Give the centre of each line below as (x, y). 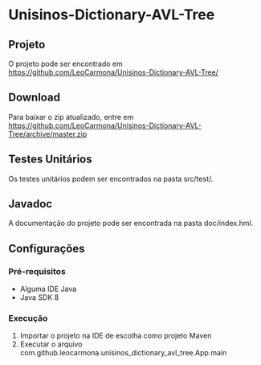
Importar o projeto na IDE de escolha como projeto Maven (116, 336)
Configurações (47, 248)
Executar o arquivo (51, 344)
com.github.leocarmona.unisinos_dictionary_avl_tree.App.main (123, 353)
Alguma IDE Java (48, 289)
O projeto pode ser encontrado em (65, 64)
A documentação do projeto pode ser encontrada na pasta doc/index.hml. (131, 224)
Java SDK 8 (39, 297)
